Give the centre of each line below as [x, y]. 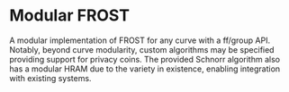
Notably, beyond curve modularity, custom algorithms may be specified [142, 49]
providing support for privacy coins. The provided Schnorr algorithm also [145, 59]
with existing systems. [50, 78]
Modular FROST [70, 16]
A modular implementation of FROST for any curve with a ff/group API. [140, 40]
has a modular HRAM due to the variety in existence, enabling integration [145, 69]
